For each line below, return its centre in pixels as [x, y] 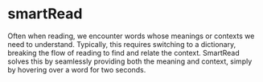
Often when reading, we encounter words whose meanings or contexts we [131, 36]
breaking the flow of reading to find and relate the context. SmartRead [124, 53]
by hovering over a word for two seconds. [77, 69]
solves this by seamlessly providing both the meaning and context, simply [130, 61]
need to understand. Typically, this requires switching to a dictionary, [122, 44]
